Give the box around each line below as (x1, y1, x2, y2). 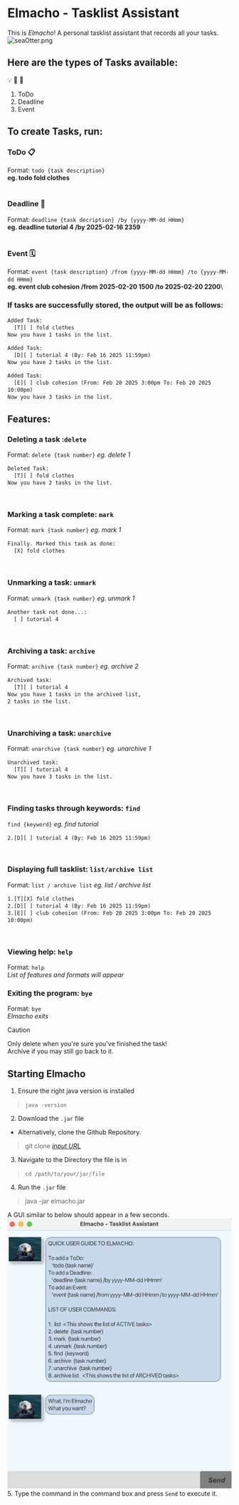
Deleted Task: (7, 465, 50, 472)
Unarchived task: (7, 759, 59, 766)
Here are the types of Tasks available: (7, 57, 179, 69)
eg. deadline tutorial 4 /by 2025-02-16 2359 (7, 223, 141, 231)
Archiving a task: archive (7, 646, 95, 656)
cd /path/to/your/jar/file (24, 1171, 105, 1178)
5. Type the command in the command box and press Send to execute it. (7, 1489, 218, 1498)
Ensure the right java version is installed (17, 1087, 135, 1095)
